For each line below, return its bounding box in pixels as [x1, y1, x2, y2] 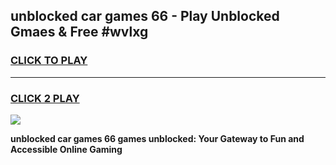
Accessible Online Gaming [10, 143, 123, 155]
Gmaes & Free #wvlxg [10, 24, 149, 41]
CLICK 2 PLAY [10, 91, 80, 105]
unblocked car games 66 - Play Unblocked [10, 8, 280, 25]
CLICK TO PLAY [10, 54, 88, 68]
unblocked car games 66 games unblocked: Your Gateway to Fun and [10, 132, 305, 144]
